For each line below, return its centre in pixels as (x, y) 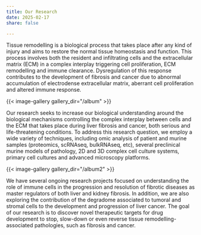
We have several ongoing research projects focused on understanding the (98, 181)
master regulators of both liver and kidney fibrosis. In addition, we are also (98, 194)
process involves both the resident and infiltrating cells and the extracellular (100, 58)
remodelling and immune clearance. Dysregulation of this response (89, 71)
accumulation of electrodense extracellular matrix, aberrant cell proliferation (100, 83)
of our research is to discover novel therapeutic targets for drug (85, 213)
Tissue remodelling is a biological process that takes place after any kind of (99, 45)
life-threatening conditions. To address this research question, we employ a (99, 132)
